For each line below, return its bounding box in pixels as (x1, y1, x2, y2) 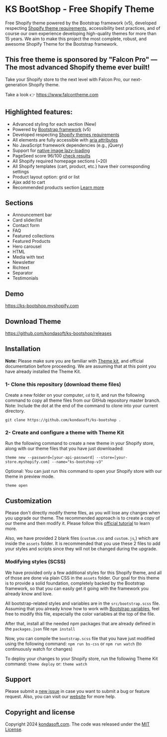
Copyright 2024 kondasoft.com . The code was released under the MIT (5, 721, 150, 727)
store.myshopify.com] (5, 459, 50, 465)
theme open (5, 483, 28, 488)
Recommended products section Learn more (12, 184, 104, 190)
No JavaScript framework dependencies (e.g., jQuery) (12, 142, 124, 148)
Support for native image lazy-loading (12, 147, 90, 153)
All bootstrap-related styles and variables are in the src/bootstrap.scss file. (5, 600, 160, 606)
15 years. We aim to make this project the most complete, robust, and (5, 36, 147, 42)
